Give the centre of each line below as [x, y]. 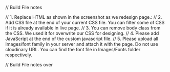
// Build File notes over [29, 65]
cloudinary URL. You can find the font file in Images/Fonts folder [73, 49]
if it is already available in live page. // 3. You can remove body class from [83, 28]
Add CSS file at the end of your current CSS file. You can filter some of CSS [85, 23]
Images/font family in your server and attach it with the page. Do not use [82, 44]
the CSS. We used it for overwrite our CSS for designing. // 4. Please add [82, 33]
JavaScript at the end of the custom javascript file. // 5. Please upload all [82, 39]
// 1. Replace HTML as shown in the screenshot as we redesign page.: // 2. [84, 17]
